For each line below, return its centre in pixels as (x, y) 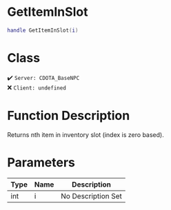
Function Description (69, 115)
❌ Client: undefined (37, 87)
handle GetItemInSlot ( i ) (43, 30)
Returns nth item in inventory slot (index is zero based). (85, 134)
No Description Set (92, 196)
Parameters (41, 162)
